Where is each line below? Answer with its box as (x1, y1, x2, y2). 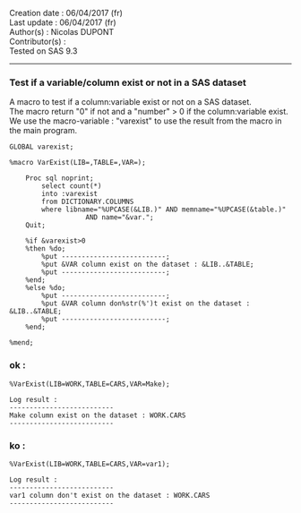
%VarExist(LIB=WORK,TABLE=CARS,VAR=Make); (9, 380, 170, 389)
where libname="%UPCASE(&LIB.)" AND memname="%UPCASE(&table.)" (41, 205, 287, 214)
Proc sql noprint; (25, 174, 94, 183)
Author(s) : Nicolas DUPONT (9, 27, 115, 37)
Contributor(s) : (9, 36, 66, 47)
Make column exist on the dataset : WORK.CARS (9, 411, 186, 420)
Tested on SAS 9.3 (9, 46, 78, 56)
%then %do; (25, 244, 66, 253)
